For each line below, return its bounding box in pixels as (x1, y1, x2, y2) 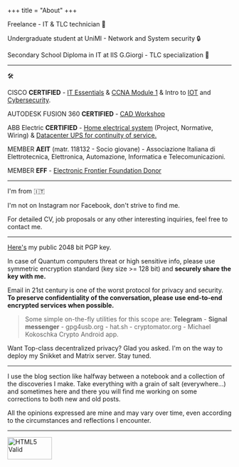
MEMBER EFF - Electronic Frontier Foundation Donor (7, 166, 162, 174)
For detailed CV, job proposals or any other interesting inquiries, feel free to (7, 215, 228, 224)
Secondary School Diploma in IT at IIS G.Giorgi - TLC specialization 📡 (7, 51, 210, 59)
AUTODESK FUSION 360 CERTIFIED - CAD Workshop (7, 110, 166, 118)
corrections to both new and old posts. (7, 395, 121, 403)
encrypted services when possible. (7, 301, 115, 309)
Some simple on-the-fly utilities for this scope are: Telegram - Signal (24, 315, 228, 323)
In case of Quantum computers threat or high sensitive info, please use (7, 257, 216, 265)
